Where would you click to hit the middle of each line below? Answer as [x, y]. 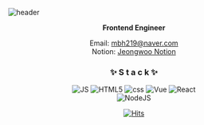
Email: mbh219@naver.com [134, 43]
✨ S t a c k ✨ [134, 72]
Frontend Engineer [134, 27]
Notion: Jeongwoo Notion [134, 51]
